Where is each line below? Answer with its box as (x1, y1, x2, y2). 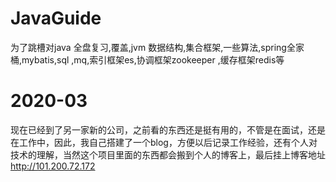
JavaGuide (10, 7, 102, 30)
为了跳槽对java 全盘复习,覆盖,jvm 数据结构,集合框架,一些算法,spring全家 (10, 41, 305, 53)
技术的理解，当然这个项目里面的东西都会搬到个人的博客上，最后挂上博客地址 (10, 148, 326, 161)
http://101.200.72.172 (10, 160, 96, 172)
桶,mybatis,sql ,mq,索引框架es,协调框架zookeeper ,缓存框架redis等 (10, 53, 285, 66)
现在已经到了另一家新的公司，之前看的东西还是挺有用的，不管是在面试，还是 (10, 123, 326, 136)
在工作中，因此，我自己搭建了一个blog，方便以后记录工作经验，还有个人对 (10, 136, 318, 148)
